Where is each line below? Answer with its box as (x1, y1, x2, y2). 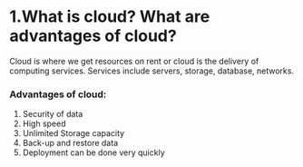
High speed (22, 118, 66, 129)
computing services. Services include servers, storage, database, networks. (9, 65, 295, 76)
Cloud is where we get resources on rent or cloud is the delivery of (9, 55, 259, 66)
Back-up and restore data (22, 138, 119, 149)
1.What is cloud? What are (9, 6, 210, 27)
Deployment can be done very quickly (22, 147, 165, 158)
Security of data (22, 109, 83, 120)
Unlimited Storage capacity (22, 128, 125, 139)
